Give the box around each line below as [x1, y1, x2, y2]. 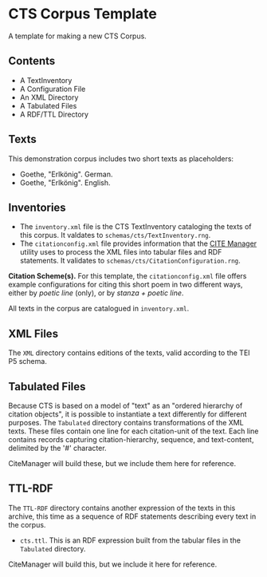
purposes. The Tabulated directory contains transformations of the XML [8, 418, 245, 427]
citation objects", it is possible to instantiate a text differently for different [8, 409, 247, 419]
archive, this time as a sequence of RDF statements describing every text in [8, 512, 257, 521]
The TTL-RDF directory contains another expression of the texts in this [8, 503, 236, 512]
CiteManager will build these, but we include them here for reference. [8, 459, 237, 468]
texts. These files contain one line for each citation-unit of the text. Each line [8, 426, 259, 436]
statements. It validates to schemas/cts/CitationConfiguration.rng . [19, 256, 241, 266]
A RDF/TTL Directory [19, 109, 89, 119]
